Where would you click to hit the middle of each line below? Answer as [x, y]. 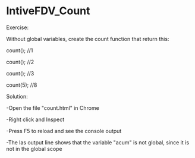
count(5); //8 [22, 85]
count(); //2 [20, 62]
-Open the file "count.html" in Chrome [53, 108]
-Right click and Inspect [35, 119]
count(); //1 [20, 50]
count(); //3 [20, 73]
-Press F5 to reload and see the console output [64, 131]
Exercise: [17, 27]
